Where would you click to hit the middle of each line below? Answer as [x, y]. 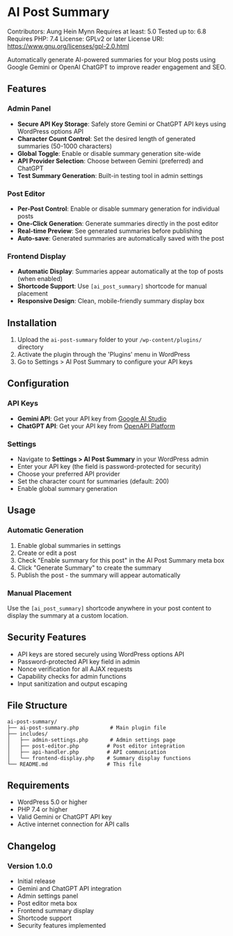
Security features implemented [62, 926]
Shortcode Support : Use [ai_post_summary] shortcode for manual [112, 287]
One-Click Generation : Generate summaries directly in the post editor [118, 223]
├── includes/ [28, 734]
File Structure [37, 705]
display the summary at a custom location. [68, 615]
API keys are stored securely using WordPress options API [101, 654]
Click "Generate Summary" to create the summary [89, 567]
